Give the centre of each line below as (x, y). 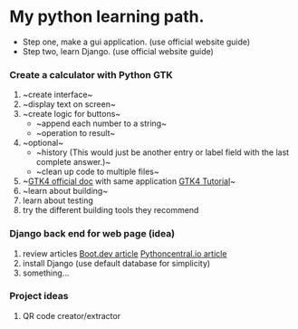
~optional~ (43, 143)
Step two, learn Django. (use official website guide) (118, 51)
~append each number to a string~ (101, 123)
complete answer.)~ (73, 162)
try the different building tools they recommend (111, 210)
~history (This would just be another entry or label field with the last (163, 152)
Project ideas (39, 296)
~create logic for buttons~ (72, 114)
